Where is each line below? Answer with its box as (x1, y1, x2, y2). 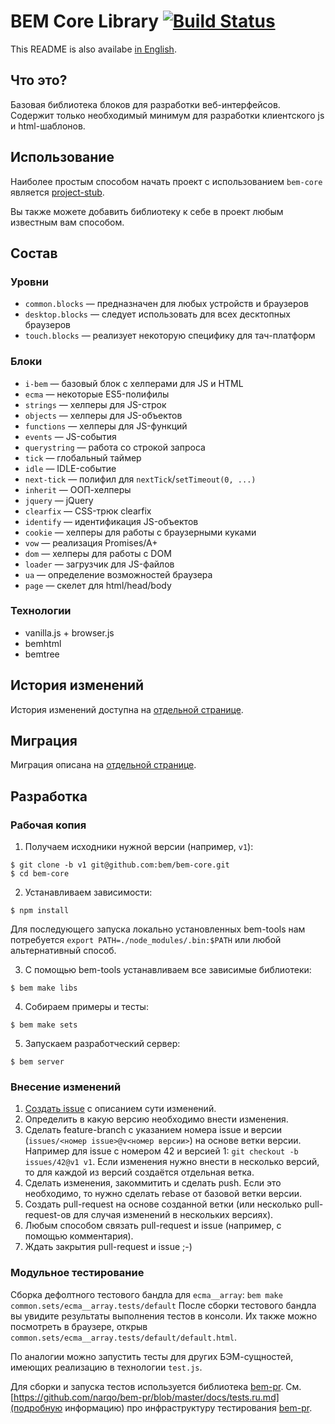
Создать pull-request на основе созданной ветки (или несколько (24, 1198, 303, 1210)
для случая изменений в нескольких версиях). (73, 1209, 274, 1221)
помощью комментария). (24, 1230, 134, 1242)
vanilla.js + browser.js (24, 626, 115, 639)
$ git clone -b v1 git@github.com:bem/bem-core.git (10, 860, 230, 870)
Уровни (10, 275, 49, 289)
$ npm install (10, 906, 70, 916)
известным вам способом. (10, 216, 125, 228)
